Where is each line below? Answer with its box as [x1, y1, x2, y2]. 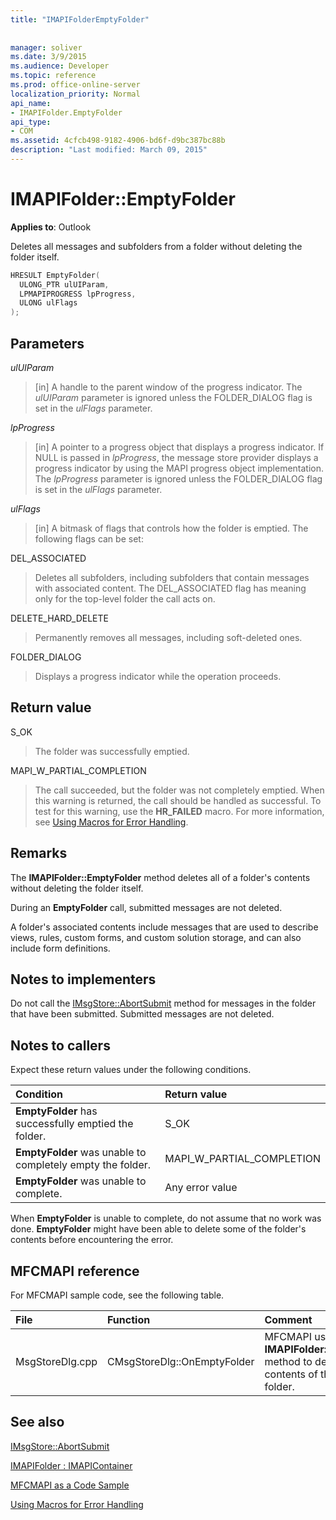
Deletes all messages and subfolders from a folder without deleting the [10, 240, 303, 252]
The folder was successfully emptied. [34, 745, 190, 757]
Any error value [164, 1181, 238, 1195]
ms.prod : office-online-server [10, 80, 141, 90]
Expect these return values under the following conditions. [10, 1064, 252, 1076]
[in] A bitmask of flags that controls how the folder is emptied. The [34, 522, 309, 534]
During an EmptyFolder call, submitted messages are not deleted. [10, 901, 283, 913]
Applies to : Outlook [10, 221, 92, 233]
